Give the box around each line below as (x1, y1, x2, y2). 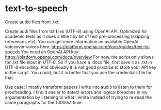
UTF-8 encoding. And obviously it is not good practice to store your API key (5, 64, 157, 70)
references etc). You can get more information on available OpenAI (5, 38, 139, 44)
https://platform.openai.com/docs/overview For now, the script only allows (5, 54, 154, 60)
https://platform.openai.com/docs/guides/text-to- (51, 44, 151, 49)
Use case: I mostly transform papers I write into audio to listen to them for (5, 84, 152, 90)
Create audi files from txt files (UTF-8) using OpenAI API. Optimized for (5, 28, 147, 34)
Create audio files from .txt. (5, 19, 60, 25)
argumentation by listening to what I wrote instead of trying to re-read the (5, 94, 152, 100)
